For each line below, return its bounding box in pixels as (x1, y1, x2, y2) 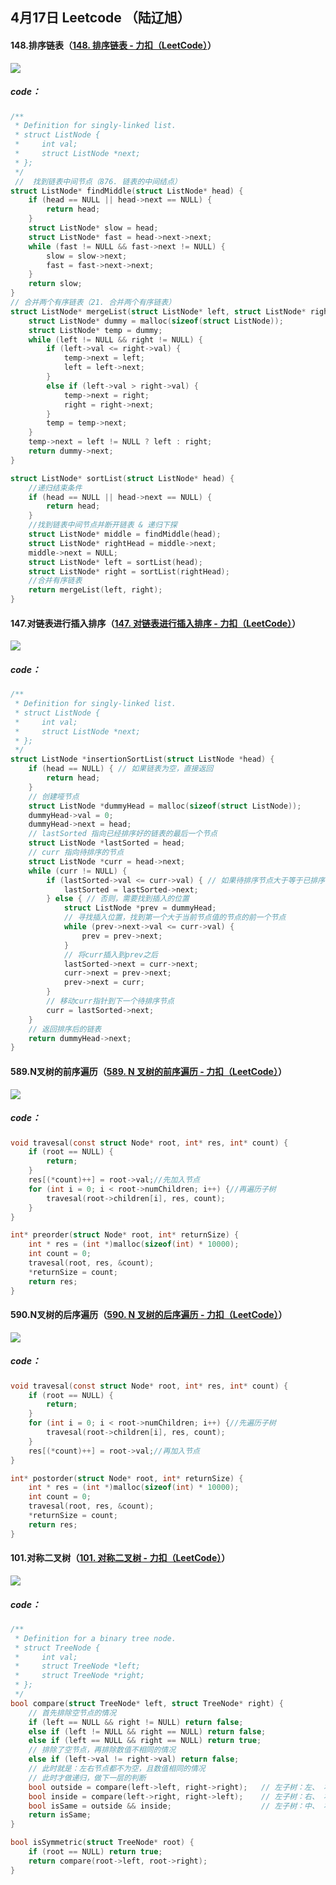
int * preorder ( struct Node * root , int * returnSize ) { (10, 1230, 240, 1240)
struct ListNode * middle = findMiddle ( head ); (28, 529, 222, 540)
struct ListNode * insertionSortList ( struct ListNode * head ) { (10, 754, 275, 765)
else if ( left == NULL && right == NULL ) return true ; (28, 1736, 262, 1746)
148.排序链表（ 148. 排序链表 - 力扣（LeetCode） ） (10, 39, 217, 51)
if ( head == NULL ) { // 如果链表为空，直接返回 (28, 764, 214, 774)
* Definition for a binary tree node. (14, 1633, 177, 1643)
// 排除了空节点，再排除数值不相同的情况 (28, 1745, 177, 1755)
